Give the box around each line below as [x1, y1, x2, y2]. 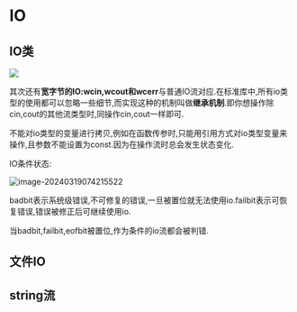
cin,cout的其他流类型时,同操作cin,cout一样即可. [9, 109, 184, 119]
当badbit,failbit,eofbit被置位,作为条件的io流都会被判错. [9, 225, 210, 235]
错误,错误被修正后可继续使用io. [16, 206, 131, 216]
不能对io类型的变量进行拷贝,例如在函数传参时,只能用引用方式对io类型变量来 [9, 128, 288, 138]
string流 [9, 288, 56, 303]
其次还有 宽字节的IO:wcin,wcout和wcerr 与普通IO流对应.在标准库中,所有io [9, 87, 281, 96]
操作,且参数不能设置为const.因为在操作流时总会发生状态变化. [9, 139, 234, 150]
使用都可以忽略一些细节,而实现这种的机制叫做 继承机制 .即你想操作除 [24, 97, 274, 108]
